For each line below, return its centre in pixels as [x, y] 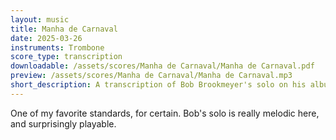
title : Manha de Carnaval [64, 29]
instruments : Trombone [57, 47]
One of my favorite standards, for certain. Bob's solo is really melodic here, [165, 113]
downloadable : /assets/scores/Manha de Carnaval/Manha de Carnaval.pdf [162, 66]
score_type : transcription [66, 57]
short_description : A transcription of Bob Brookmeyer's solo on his [158, 85]
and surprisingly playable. [63, 123]
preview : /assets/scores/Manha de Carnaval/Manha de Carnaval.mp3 [151, 76]
